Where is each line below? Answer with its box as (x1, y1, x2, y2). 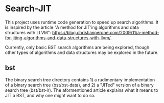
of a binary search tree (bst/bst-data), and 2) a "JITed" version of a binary (5, 82, 154, 88)
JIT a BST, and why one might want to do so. (5, 92, 95, 98)
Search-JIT (5, 3, 51, 14)
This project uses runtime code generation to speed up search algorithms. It (5, 19, 159, 25)
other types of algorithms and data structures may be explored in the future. (5, 50, 159, 55)
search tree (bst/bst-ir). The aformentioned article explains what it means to (5, 87, 158, 93)
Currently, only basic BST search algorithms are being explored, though (5, 44, 150, 50)
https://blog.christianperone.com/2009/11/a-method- (52, 29, 159, 35)
